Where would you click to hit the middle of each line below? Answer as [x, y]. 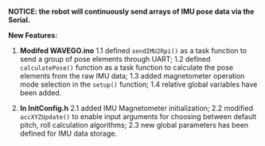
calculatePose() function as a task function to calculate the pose [126, 67]
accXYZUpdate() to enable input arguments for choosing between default [138, 117]
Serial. [19, 20]
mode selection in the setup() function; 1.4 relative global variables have [138, 84]
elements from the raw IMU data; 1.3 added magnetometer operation [132, 76]
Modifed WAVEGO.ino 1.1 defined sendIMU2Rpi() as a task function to [133, 50]
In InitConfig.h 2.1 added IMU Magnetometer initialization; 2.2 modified [136, 108]
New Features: [33, 35]
